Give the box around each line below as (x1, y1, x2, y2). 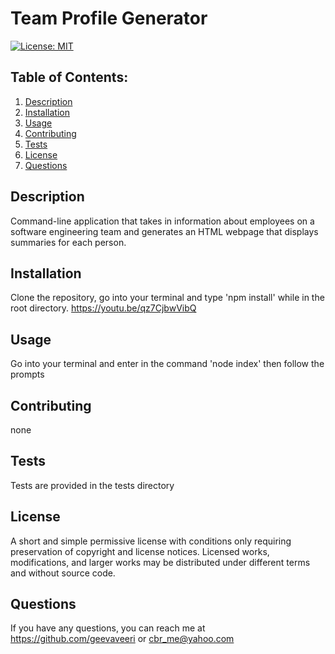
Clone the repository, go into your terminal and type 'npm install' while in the (10, 292, 325, 304)
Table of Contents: (10, 69, 129, 86)
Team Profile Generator (10, 7, 208, 30)
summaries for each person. (10, 236, 127, 248)
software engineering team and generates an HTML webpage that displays (10, 225, 319, 237)
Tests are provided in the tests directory (10, 479, 175, 491)
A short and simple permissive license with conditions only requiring (10, 535, 292, 547)
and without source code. (10, 567, 116, 579)
